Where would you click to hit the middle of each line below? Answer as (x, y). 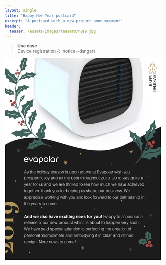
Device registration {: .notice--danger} (56, 51)
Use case (27, 46)
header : (13, 26)
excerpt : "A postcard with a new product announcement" (64, 21)
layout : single (21, 10)
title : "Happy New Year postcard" (41, 16)
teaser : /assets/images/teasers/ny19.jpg (53, 31)
